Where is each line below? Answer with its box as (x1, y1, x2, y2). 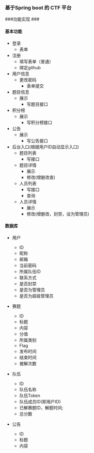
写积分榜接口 (26, 119, 52, 125)
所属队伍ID (19, 268, 41, 274)
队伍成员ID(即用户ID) (19, 398, 61, 404)
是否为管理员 (19, 287, 45, 293)
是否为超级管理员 (19, 293, 54, 298)
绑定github (19, 64, 41, 70)
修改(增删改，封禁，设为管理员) (26, 211, 90, 217)
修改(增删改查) (26, 174, 56, 180)
